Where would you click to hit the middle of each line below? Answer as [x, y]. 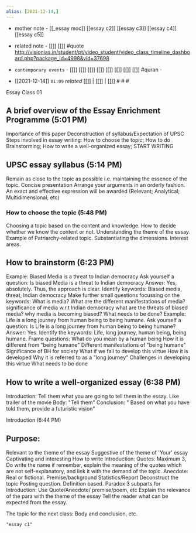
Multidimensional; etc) [33, 197]
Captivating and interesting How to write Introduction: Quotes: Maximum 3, [96, 459]
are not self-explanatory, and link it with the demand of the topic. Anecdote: [97, 471]
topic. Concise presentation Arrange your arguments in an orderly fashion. [96, 185]
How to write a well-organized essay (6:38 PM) [93, 382]
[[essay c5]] [29, 34]
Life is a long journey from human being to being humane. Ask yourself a [94, 320]
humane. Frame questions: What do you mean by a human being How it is [95, 339]
